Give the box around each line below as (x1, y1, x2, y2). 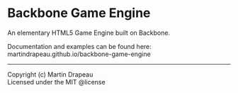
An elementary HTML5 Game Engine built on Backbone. (7, 28, 171, 37)
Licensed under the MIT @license (7, 77, 106, 86)
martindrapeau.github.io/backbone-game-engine (7, 50, 151, 58)
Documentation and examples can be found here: (7, 42, 152, 50)
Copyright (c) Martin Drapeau (7, 70, 93, 79)
